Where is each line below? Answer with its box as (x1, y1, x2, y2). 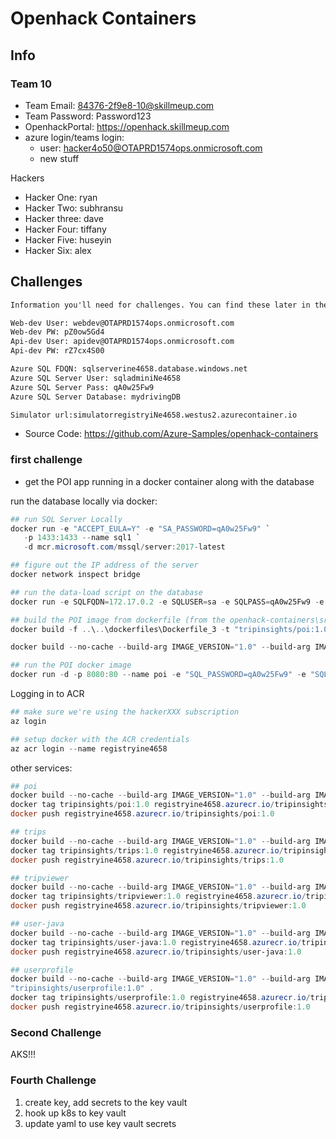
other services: (10, 762, 73, 774)
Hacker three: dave (24, 212, 104, 224)
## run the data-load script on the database (10, 587, 203, 597)
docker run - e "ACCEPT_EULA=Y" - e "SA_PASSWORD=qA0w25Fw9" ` (10, 523, 271, 534)
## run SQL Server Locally (10, 514, 123, 524)
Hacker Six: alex (24, 244, 92, 256)
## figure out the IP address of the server (10, 560, 199, 571)
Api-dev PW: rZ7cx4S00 (10, 346, 105, 356)
